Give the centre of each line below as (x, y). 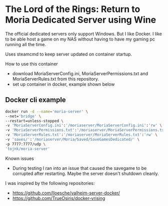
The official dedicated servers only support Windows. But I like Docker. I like (84, 34)
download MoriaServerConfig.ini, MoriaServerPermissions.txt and (80, 73)
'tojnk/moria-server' (28, 149)
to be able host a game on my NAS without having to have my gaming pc (80, 39)
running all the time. (26, 44)
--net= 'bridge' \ (23, 116)
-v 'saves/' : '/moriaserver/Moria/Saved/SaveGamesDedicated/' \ (72, 139)
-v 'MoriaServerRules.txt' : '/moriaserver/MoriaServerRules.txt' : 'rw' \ (81, 135)
